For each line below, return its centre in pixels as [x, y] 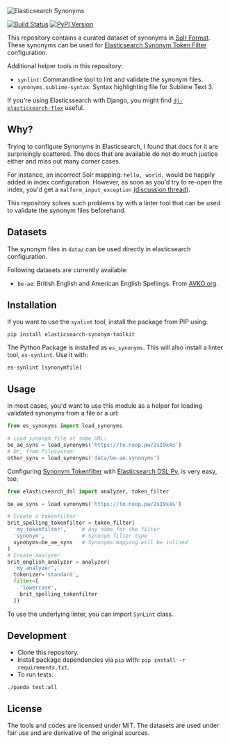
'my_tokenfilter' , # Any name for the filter [87, 530]
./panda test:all [32, 688]
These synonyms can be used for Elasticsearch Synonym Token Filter [107, 45]
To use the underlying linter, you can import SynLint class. [90, 614]
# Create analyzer [34, 555]
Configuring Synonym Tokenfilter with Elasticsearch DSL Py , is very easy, [112, 471]
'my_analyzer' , [35, 568]
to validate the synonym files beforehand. [67, 210]
